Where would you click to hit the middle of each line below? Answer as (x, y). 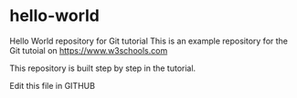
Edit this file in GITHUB (53, 85)
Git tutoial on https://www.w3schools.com (89, 50)
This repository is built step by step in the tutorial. (103, 68)
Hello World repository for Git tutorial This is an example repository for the (149, 41)
